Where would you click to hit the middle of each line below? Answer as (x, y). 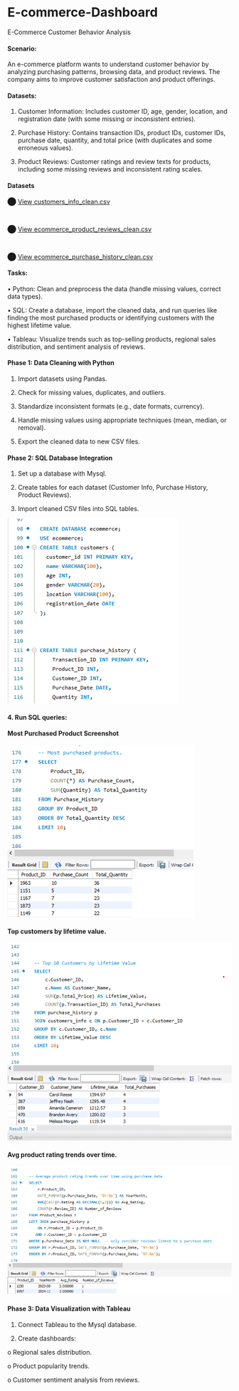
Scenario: (22, 48)
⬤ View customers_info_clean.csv (59, 201)
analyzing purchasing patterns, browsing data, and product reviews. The (114, 72)
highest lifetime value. (40, 325)
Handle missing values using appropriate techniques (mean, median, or (122, 420)
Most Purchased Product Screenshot (63, 733)
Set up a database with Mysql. (62, 473)
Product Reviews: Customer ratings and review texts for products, (114, 162)
